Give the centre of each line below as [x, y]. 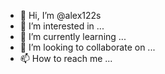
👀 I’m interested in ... [62, 26]
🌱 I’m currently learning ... [73, 36]
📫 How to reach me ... [66, 58]
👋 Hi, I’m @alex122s [60, 15]
